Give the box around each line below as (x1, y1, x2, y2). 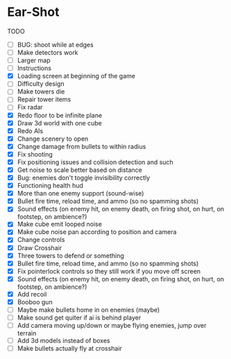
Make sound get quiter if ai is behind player (17, 313, 142, 322)
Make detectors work (17, 49, 78, 56)
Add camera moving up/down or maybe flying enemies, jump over (17, 322, 207, 330)
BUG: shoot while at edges (17, 40, 94, 49)
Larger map (17, 56, 51, 64)
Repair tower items (17, 95, 71, 104)
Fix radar (17, 103, 43, 112)
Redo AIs (17, 126, 44, 135)
